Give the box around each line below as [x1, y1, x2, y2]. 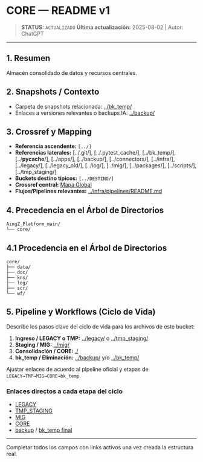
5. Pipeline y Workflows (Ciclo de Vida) [6, 307, 156, 317]
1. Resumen [6, 53, 51, 63]
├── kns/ [6, 275, 28, 281]
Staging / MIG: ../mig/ [14, 341, 70, 348]
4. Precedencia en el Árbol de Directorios [6, 205, 164, 215]
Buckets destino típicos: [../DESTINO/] [14, 175, 114, 182]
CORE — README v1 [6, 4, 111, 18]
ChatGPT [21, 30, 44, 37]
